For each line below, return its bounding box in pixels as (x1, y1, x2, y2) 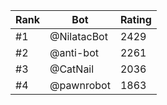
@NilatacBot (49, 30, 108, 43)
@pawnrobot (49, 79, 111, 92)
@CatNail (49, 62, 95, 76)
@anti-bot (49, 46, 99, 59)
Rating (119, 13, 152, 26)
